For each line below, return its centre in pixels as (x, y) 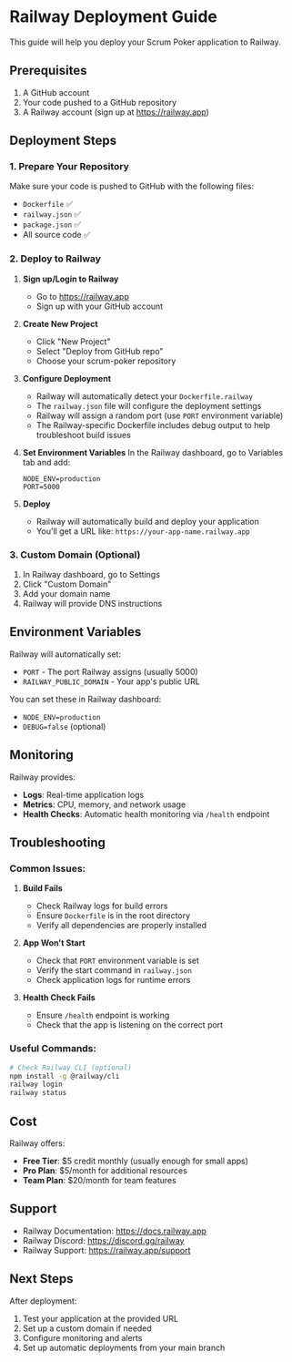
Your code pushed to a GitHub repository (100, 102)
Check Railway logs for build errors (102, 906)
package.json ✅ (52, 224)
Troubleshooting (58, 843)
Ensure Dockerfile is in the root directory (113, 916)
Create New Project (60, 323)
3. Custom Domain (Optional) (75, 555)
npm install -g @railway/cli (65, 1076)
